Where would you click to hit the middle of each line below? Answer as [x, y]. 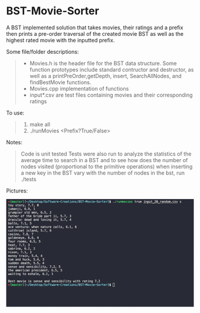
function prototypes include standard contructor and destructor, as [112, 69]
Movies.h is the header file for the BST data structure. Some [103, 63]
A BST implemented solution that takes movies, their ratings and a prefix [95, 27]
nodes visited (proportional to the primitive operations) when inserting [107, 166]
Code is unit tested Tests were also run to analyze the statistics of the [106, 154]
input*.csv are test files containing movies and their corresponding [111, 95]
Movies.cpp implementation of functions [79, 88]
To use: [15, 113]
